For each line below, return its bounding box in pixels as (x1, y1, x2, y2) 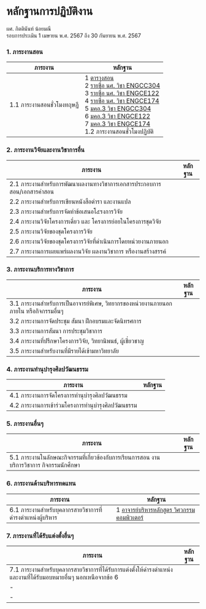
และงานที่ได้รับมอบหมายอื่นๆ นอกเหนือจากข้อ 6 (9, 573, 118, 581)
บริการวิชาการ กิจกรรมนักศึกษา (9, 461, 80, 469)
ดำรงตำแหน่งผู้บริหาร (9, 513, 58, 521)
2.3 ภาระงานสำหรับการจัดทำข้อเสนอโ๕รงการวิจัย (9, 207, 123, 216)
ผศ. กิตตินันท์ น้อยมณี (6, 25, 51, 32)
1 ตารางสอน (85, 74, 114, 82)
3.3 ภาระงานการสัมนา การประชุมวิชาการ (9, 327, 103, 335)
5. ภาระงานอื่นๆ (6, 420, 44, 428)
